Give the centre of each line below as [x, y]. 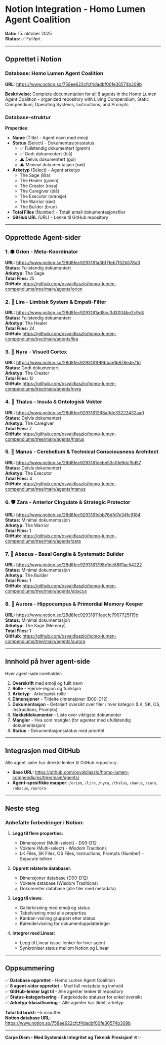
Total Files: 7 [19, 428]
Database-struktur [28, 117]
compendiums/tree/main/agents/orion [44, 289]
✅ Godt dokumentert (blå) [46, 154]
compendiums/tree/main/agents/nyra [43, 389]
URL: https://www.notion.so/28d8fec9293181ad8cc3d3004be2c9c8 [75, 312]
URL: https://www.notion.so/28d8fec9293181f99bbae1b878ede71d [73, 363]
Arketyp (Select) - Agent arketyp [46, 170]
